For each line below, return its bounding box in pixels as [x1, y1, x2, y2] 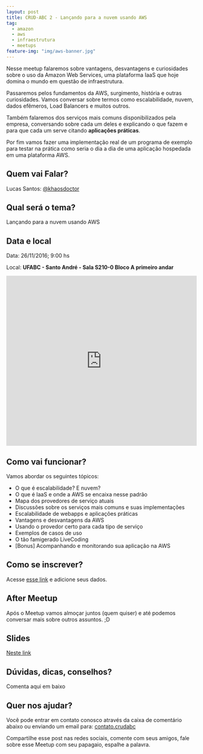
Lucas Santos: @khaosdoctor [6, 185, 80, 192]
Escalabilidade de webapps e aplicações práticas [14, 510, 138, 517]
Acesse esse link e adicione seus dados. [6, 576, 108, 583]
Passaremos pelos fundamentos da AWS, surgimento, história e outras [6, 89, 182, 97]
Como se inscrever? [6, 560, 83, 570]
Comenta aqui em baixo [6, 683, 65, 690]
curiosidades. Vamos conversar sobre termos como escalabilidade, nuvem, [6, 96, 194, 103]
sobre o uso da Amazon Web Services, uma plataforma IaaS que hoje [6, 71, 179, 79]
